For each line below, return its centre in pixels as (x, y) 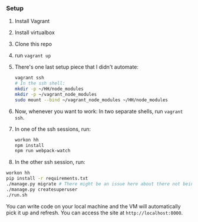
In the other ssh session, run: (50, 162)
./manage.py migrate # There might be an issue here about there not (93, 184)
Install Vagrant (32, 21)
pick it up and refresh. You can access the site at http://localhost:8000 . (95, 213)
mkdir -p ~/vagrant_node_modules (56, 94)
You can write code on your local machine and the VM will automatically (93, 206)
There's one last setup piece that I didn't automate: (77, 67)
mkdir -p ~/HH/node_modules (49, 89)
